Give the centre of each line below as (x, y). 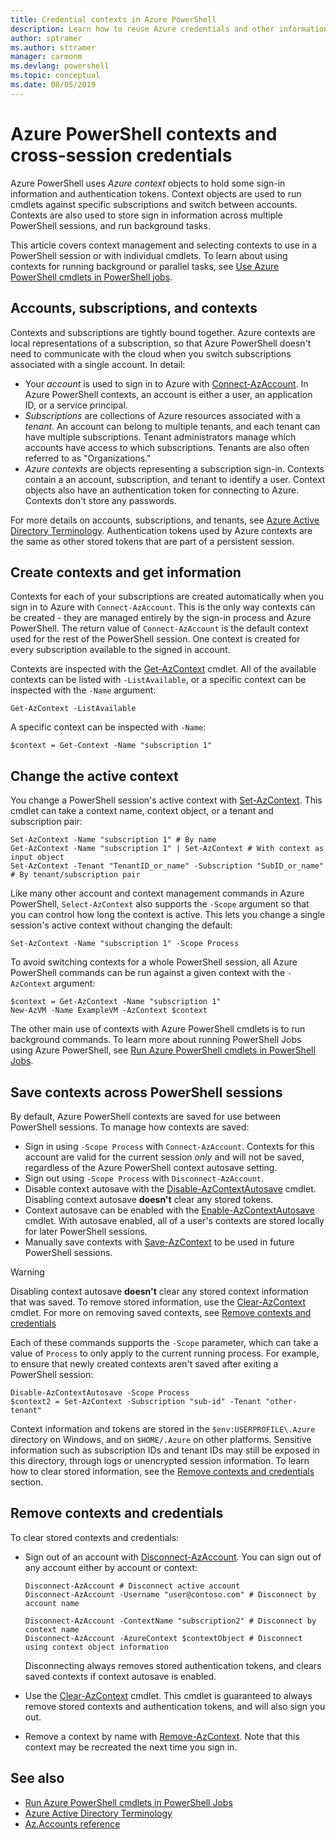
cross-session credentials (121, 155)
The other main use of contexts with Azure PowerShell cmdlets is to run (158, 1029)
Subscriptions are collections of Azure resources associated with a (162, 415)
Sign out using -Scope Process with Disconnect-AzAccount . (144, 1178)
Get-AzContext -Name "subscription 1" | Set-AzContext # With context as (167, 849)
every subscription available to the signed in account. (120, 650)
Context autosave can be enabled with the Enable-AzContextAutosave (169, 1210)
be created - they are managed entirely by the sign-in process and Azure (161, 618)
